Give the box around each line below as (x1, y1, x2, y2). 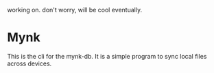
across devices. (7, 59, 52, 68)
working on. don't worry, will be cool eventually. (7, 6, 143, 14)
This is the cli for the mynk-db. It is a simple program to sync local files (7, 52, 207, 60)
